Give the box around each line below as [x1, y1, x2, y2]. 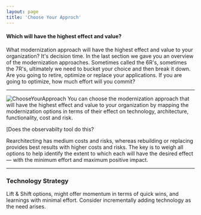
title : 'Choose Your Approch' [6, 14, 82, 20]
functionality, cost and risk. [6, 114, 73, 121]
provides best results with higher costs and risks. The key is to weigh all [6, 143, 184, 150]
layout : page [6, 8, 39, 15]
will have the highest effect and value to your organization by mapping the [6, 101, 189, 108]
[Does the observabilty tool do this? [6, 125, 95, 133]
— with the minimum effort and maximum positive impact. [6, 156, 148, 163]
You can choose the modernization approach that [67, 95, 190, 102]
